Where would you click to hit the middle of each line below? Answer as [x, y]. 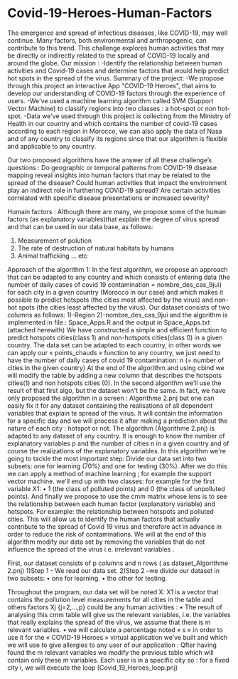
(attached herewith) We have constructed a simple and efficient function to [117, 330]
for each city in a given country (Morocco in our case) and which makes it [115, 292]
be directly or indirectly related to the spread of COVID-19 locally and [108, 56]
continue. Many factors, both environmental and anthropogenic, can [107, 40]
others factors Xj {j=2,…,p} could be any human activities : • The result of [115, 607]
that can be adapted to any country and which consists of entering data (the [119, 277]
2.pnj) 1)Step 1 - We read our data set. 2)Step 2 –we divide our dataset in [114, 570]
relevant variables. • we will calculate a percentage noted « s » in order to [115, 630]
